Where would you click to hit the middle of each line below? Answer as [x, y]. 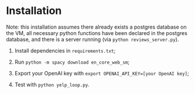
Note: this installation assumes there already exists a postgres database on [97, 27]
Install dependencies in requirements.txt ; [65, 50]
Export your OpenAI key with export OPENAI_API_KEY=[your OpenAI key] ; [102, 73]
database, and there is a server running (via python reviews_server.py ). [93, 39]
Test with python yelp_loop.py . [52, 84]
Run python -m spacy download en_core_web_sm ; [72, 62]
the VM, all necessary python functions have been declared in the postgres [97, 33]
